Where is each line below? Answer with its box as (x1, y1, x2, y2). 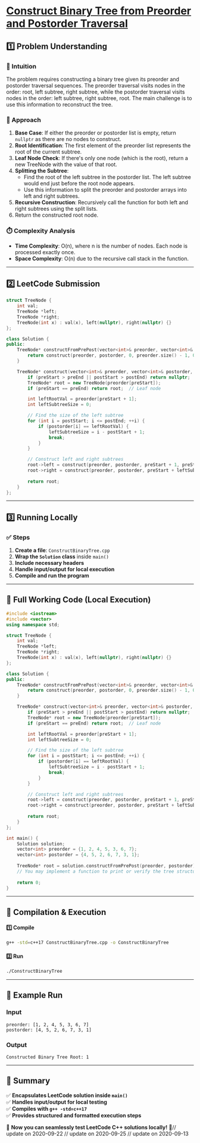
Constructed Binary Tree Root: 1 (6, 1054, 89, 1060)
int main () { (6, 835, 39, 841)
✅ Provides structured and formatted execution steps (6, 1111, 142, 1119)
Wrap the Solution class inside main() (14, 553, 109, 560)
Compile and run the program (14, 572, 89, 579)
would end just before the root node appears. (23, 180, 135, 187)
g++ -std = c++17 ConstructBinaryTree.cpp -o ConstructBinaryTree (6, 939, 169, 945)
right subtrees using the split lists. (14, 205, 98, 213)
